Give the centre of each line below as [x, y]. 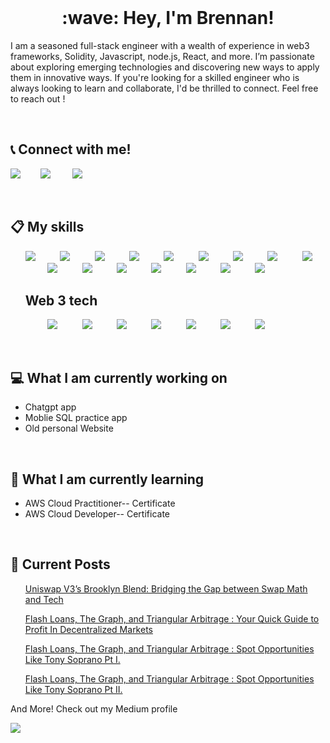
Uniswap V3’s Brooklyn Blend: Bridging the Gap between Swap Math [166, 588]
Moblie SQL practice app [76, 418]
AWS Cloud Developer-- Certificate [97, 514]
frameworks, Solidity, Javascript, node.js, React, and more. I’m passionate [162, 56]
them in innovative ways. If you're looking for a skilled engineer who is [155, 77]
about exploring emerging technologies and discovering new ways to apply [165, 67]
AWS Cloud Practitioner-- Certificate [100, 503]
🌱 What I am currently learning [107, 479]
